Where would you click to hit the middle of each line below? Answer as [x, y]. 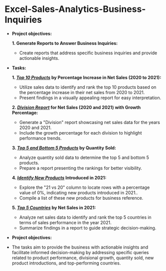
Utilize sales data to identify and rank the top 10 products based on [88, 87]
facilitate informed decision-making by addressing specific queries [80, 252]
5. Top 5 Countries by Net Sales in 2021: [54, 207]
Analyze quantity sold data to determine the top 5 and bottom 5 [84, 157]
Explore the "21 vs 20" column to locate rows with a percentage [84, 187]
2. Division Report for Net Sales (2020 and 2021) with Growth [76, 107]
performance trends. [41, 138]
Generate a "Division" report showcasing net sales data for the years [89, 122]
